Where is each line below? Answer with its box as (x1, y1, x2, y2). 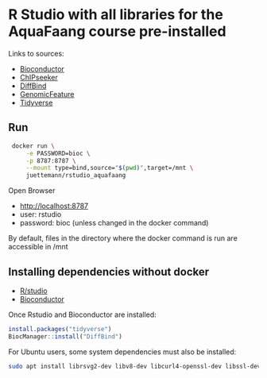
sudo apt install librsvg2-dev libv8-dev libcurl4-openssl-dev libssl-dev (8, 362, 261, 370)
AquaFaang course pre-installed (8, 22, 226, 40)
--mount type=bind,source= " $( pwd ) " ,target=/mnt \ (25, 164, 194, 172)
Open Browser (8, 186, 56, 195)
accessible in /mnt (8, 242, 69, 252)
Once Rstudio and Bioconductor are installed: (8, 310, 157, 319)
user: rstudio (19, 210, 62, 219)
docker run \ (11, 141, 56, 150)
